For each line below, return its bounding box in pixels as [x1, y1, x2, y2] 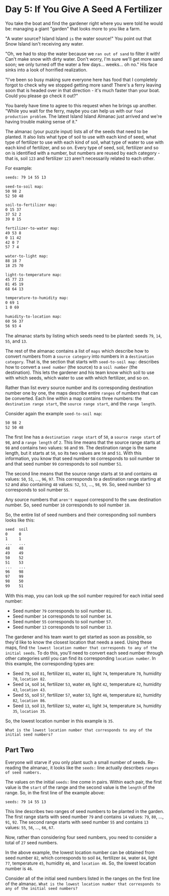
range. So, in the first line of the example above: [5, 789, 105, 795]
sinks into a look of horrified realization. [5, 67, 88, 73]
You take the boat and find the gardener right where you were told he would [5, 20, 163, 26]
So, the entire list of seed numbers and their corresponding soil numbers [5, 512, 156, 518]
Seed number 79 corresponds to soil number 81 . [12, 608, 112, 614]
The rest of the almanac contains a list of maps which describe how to [5, 348, 149, 354]
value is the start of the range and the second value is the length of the [5, 784, 155, 790]
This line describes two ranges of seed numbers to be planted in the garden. [5, 808, 164, 814]
